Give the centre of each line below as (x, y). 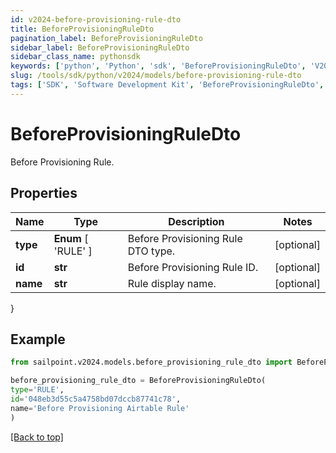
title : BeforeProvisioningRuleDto (82, 29)
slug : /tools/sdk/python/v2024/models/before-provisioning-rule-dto (156, 76)
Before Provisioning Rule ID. (193, 267)
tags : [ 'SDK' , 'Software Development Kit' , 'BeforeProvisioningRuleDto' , (167, 85)
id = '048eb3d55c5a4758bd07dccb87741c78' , (96, 399)
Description (196, 221)
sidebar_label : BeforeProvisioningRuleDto (100, 47)
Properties (44, 193)
